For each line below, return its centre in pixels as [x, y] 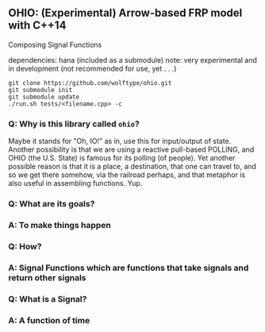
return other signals [47, 277]
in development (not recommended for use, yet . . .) [92, 68]
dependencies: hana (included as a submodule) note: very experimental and [133, 60]
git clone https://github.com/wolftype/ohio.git [90, 83]
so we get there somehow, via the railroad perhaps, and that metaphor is [127, 175]
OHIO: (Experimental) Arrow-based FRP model [125, 13]
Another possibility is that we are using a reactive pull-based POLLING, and [131, 149]
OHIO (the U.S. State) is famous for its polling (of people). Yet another [122, 158]
